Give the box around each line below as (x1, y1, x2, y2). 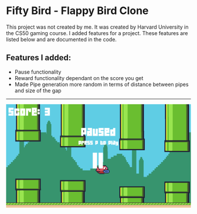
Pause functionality (14, 68, 62, 75)
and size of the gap (14, 87, 62, 94)
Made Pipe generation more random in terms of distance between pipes (14, 81, 189, 88)
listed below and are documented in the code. (6, 36, 117, 43)
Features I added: (6, 53, 72, 63)
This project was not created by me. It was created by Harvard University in (6, 23, 189, 30)
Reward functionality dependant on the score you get (14, 74, 144, 81)
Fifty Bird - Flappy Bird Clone (6, 4, 149, 18)
